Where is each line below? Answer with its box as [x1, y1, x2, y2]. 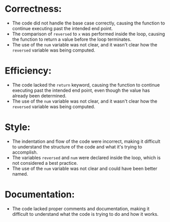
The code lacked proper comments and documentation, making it [12, 205, 150, 212]
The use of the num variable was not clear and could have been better [12, 165, 157, 171]
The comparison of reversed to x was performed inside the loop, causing [12, 31, 165, 37]
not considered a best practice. [12, 160, 78, 166]
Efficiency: [5, 65, 52, 77]
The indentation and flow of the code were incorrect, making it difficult [12, 138, 161, 144]
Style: [5, 121, 31, 133]
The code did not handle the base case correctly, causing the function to [12, 20, 165, 26]
